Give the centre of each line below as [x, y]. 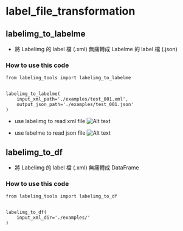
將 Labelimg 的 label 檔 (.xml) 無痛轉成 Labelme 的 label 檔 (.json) [96, 49]
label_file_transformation [71, 11]
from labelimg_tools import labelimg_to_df [62, 196]
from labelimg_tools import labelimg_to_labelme [68, 78]
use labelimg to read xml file [50, 121]
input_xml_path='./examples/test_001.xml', [73, 99]
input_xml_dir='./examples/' [54, 218]
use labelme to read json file [50, 133]
